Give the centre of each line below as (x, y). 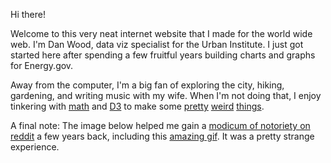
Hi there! (28, 14)
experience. (35, 147)
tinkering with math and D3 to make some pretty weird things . (137, 106)
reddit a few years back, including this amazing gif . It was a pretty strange (162, 136)
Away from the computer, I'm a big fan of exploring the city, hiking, (147, 85)
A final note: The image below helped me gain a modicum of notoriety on (160, 125)
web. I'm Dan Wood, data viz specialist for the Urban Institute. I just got (157, 44)
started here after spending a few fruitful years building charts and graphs (163, 55)
